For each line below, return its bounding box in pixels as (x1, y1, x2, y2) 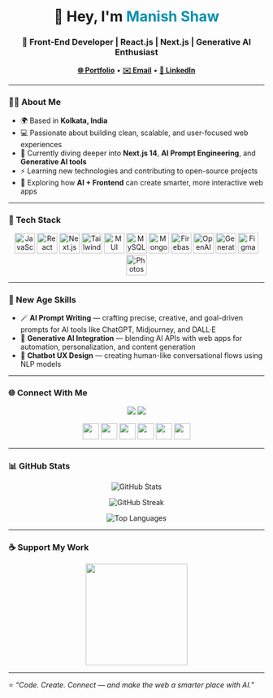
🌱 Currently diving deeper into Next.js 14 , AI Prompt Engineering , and (19, 148, 256, 158)
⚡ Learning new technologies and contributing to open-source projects (19, 166, 258, 176)
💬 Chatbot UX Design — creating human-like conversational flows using (19, 351, 263, 360)
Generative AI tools (19, 156, 87, 166)
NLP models (19, 360, 62, 369)
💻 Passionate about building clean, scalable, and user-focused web (19, 128, 249, 137)
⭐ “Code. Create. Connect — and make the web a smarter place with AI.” (8, 680, 254, 690)
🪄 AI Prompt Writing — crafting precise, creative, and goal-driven (19, 313, 244, 323)
